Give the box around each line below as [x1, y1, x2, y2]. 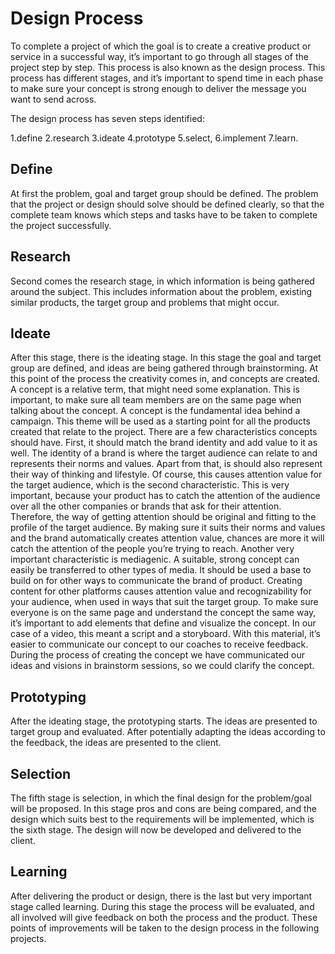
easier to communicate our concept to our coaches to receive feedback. [10, 638, 309, 651]
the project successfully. [10, 219, 112, 231]
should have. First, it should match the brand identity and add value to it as [10, 437, 318, 449]
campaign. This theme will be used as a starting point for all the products [10, 415, 311, 427]
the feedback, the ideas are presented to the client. [10, 737, 222, 749]
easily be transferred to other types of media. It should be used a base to [10, 564, 312, 576]
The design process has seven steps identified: [10, 112, 205, 124]
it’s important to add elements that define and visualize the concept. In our [10, 617, 317, 629]
